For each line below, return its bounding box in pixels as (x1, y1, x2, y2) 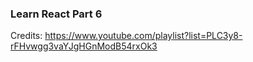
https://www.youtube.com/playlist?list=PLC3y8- (44, 30, 243, 42)
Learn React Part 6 (10, 7, 103, 21)
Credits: (10, 30, 43, 42)
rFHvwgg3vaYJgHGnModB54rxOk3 (10, 40, 158, 52)
